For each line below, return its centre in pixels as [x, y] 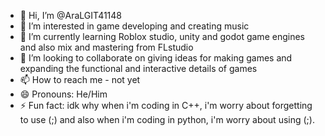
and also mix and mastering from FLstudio [106, 47]
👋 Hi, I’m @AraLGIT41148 [70, 15]
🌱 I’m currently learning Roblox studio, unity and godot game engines [162, 36]
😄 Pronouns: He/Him [63, 94]
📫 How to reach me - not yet [80, 79]
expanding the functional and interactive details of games [138, 68]
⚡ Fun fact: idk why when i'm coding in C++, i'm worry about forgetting [166, 105]
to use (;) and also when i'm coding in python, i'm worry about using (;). [167, 119]
